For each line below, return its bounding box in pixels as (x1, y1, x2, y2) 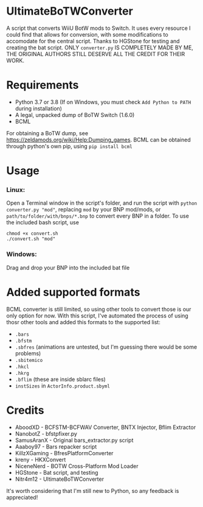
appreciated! (6, 494, 38, 501)
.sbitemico (15, 357, 43, 363)
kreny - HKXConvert (15, 456, 66, 463)
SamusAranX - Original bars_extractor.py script (15, 436, 134, 444)
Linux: (6, 185, 26, 194)
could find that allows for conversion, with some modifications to (6, 30, 168, 38)
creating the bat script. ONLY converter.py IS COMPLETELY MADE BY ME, (6, 44, 193, 51)
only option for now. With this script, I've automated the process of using (6, 312, 188, 319)
